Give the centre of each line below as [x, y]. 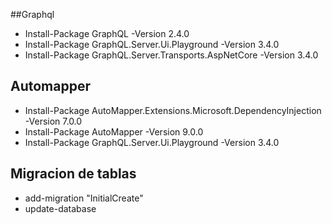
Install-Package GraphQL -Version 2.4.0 [107, 33]
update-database [60, 208]
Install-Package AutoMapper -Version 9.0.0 [114, 131]
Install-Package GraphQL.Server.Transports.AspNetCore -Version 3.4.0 [171, 55]
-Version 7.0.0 [53, 121]
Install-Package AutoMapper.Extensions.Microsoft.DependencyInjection [173, 110]
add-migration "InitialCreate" [84, 198]
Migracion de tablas [73, 174]
